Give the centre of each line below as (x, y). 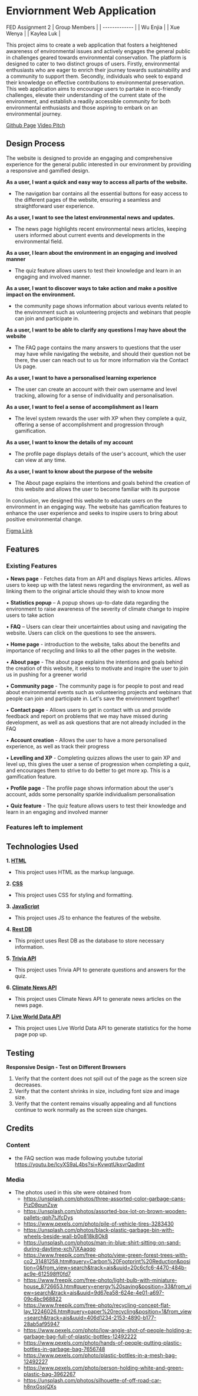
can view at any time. (40, 460)
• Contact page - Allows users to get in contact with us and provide (88, 710)
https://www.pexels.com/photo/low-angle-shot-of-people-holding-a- (108, 1330)
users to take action (30, 615)
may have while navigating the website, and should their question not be (102, 354)
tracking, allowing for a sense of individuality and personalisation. (94, 395)
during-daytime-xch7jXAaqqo (60, 1249)
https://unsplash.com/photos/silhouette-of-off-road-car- (93, 1380)
